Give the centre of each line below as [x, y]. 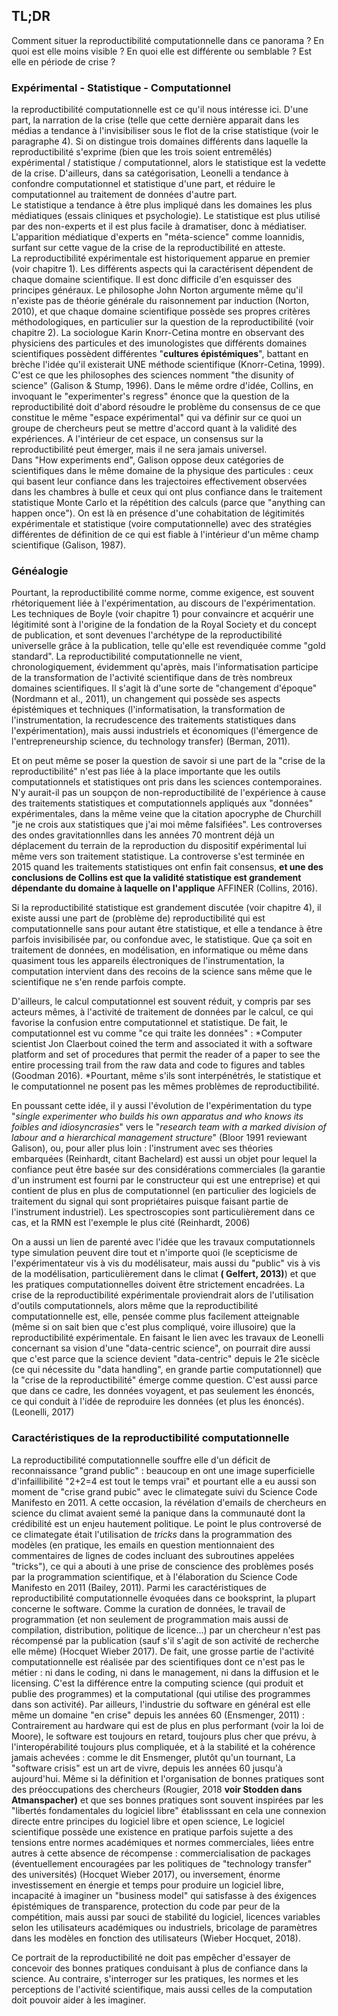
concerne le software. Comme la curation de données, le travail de [148, 1608]
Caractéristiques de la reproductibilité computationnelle [150, 1438]
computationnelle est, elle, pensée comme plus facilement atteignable [155, 1316]
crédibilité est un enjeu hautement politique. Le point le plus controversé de [167, 1523]
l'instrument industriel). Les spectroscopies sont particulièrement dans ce [163, 1212]
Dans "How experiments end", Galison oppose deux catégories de [147, 460]
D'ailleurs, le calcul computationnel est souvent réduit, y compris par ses [161, 1001]
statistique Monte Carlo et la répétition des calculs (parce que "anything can [168, 503]
